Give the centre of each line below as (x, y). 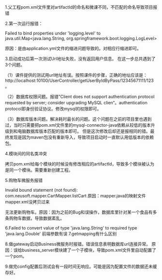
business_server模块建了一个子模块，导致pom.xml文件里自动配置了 (89, 250)
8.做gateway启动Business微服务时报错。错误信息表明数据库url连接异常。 (78, 244)
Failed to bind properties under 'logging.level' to (53, 33)
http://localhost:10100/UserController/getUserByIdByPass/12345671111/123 (79, 81)
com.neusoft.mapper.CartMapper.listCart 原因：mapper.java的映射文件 (75, 196)
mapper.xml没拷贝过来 (27, 202)
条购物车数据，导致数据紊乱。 (35, 218)
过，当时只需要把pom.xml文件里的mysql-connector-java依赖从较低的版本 (78, 125)
